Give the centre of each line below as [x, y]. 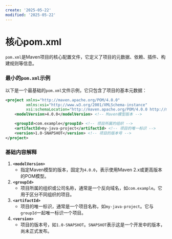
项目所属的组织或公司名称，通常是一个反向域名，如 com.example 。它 [91, 188]
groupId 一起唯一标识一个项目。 [53, 213]
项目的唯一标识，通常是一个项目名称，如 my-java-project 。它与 [87, 207]
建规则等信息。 [21, 63]
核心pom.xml [34, 42]
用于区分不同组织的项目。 [47, 195]
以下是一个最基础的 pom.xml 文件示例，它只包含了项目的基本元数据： [76, 90]
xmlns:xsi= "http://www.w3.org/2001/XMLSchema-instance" [87, 105]
